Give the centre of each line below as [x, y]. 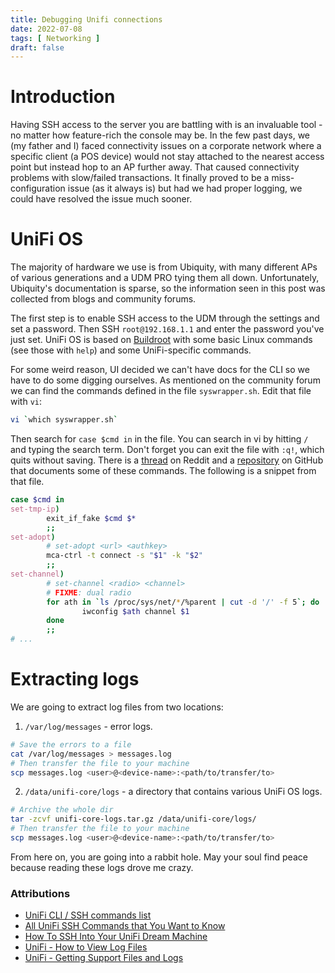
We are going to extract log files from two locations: [117, 707]
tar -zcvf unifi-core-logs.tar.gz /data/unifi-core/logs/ [133, 819]
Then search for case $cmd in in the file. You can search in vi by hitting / [159, 439]
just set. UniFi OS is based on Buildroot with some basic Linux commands [161, 340]
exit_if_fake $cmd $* [91, 518]
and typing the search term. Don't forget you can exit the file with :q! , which [167, 449]
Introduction [63, 97]
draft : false [37, 47]
